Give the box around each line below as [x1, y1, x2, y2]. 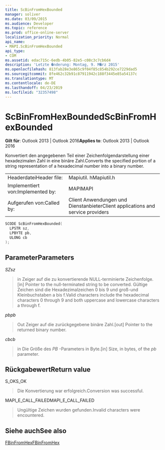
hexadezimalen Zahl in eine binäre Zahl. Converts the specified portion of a [5, 158, 156, 164]
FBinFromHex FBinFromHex [5, 440, 60, 446]
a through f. [17, 302, 41, 308]
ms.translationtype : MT [5, 76, 54, 81]
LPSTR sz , [9, 226, 29, 231]
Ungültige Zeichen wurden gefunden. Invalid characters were [17, 407, 140, 413]
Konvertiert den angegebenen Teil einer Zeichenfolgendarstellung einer [5, 152, 150, 158]
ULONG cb [9, 235, 27, 240]
